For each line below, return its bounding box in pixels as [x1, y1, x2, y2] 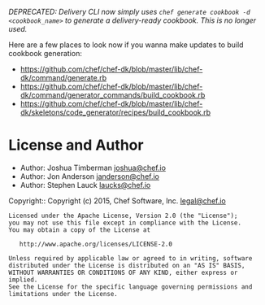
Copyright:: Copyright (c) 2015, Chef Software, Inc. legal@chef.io [8, 195, 226, 206]
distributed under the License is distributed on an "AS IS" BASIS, [8, 261, 245, 269]
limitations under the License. [8, 290, 118, 298]
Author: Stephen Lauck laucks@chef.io [20, 180, 151, 190]
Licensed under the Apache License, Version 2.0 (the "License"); [8, 211, 238, 220]
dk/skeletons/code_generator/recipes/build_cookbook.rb [20, 107, 211, 117]
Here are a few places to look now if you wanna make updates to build [8, 40, 244, 50]
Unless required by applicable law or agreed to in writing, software [8, 254, 253, 263]
